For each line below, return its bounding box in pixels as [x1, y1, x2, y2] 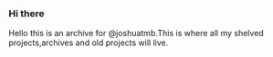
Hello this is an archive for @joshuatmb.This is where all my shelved [8, 28, 264, 39]
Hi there [8, 7, 45, 20]
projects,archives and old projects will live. [8, 37, 169, 48]
